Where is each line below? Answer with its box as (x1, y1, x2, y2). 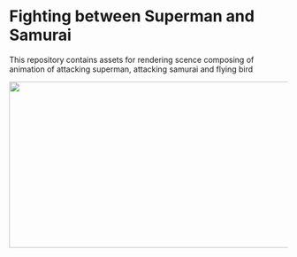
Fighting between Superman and (9, 6, 255, 27)
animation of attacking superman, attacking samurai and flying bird (9, 64, 254, 74)
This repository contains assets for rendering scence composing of (9, 54, 255, 65)
